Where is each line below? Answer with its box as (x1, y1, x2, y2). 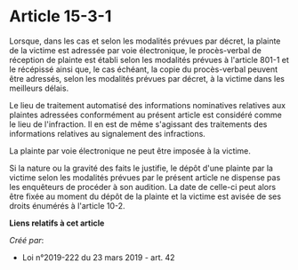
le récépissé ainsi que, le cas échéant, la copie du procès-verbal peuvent (9, 64, 278, 75)
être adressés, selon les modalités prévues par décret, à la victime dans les (9, 73, 285, 83)
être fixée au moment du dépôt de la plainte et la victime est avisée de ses (9, 191, 282, 202)
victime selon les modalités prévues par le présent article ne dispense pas (9, 171, 281, 183)
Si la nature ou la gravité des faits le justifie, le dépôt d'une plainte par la (9, 163, 274, 173)
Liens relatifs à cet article (9, 218, 105, 228)
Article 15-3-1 (9, 6, 112, 27)
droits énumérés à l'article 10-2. (9, 200, 126, 210)
